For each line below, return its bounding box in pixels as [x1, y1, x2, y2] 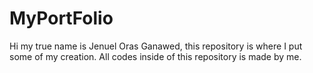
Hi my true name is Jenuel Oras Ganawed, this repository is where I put [9, 40, 303, 52]
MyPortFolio [9, 7, 114, 30]
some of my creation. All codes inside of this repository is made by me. [9, 50, 302, 62]
